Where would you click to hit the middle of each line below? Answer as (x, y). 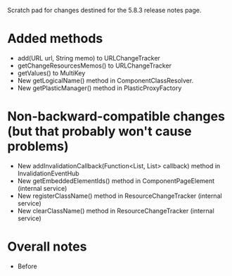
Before (27, 266)
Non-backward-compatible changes (116, 117)
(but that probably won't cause (99, 131)
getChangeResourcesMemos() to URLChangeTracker (95, 65)
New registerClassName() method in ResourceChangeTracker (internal (120, 196)
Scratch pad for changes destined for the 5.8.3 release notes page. (104, 10)
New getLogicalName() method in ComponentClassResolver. (105, 80)
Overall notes (47, 247)
